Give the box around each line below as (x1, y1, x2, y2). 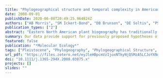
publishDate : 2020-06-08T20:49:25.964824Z (5, 16, 92, 21)
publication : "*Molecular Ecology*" (5, 43, 79, 48)
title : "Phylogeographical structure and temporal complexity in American (5, 7, 160, 12)
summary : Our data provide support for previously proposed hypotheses (5, 34, 153, 39)
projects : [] (5, 61, 32, 66)
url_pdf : (5, 52, 23, 57)
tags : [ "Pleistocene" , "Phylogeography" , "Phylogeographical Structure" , (5, 47, 158, 52)
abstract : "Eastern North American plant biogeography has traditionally (5, 30, 158, 34)
